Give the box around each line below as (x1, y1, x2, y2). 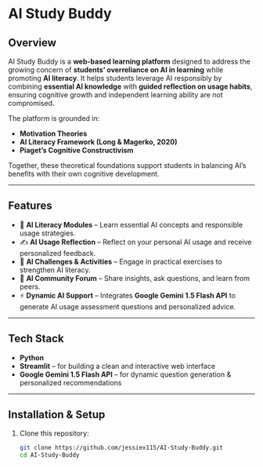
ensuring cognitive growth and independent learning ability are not (8, 90, 223, 99)
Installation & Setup (8, 408, 106, 421)
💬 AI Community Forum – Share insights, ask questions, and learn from (19, 273, 250, 283)
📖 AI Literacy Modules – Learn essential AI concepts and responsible (19, 220, 243, 229)
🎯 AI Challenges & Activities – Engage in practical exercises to (19, 257, 222, 266)
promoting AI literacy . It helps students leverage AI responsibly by (8, 74, 222, 82)
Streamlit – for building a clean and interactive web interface (19, 361, 216, 370)
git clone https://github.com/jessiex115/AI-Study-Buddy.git (19, 444, 224, 452)
